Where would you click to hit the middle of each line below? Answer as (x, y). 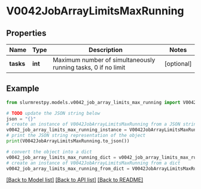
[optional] (178, 64)
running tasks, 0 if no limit (89, 67)
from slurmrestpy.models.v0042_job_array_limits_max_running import (93, 102)
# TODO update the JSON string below (53, 113)
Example (23, 89)
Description (106, 50)
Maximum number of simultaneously (104, 60)
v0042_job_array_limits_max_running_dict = (61, 157)
